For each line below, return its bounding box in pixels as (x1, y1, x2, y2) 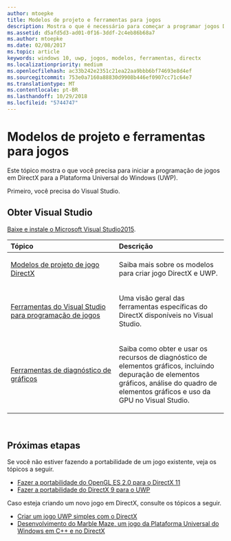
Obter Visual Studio (7, 207, 93, 218)
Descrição (119, 241, 153, 251)
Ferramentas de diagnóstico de (10, 365, 111, 375)
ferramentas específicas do (119, 301, 208, 311)
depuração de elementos (119, 369, 200, 379)
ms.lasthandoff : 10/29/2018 (7, 93, 88, 100)
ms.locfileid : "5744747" (7, 100, 78, 106)
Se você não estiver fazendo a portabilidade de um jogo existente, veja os (7, 458, 217, 466)
